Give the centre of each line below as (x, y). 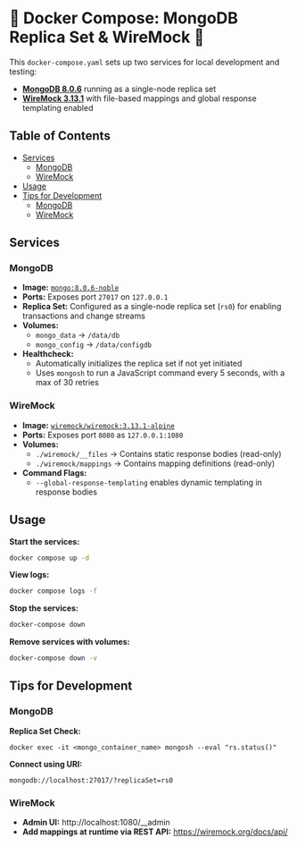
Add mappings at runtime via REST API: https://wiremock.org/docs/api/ (155, 832)
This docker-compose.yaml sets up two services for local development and (144, 62)
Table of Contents (60, 136)
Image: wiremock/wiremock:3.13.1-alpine (99, 425)
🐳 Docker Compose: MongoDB (124, 18)
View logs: (29, 575)
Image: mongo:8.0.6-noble (70, 288)
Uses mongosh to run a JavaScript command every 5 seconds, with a (160, 373)
